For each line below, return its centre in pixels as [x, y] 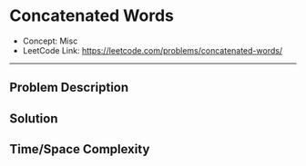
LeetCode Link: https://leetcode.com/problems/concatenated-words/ [153, 50]
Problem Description [69, 88]
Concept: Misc [50, 41]
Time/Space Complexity [80, 149]
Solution [34, 118]
